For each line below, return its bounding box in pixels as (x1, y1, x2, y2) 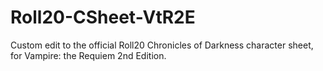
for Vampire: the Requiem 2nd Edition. (10, 49, 167, 61)
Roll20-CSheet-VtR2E (10, 6, 196, 29)
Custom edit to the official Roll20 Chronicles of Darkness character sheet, (10, 39, 314, 51)
